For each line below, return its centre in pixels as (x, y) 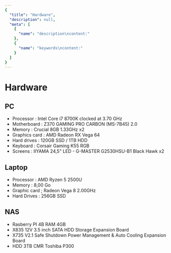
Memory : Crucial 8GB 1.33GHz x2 (48, 130)
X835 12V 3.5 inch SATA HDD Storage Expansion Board (70, 229)
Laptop (16, 167)
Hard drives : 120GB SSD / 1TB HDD (50, 141)
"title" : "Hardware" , (33, 15)
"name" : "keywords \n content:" (50, 48)
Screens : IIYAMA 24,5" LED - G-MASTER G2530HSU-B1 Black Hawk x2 (88, 151)
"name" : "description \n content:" (54, 34)
